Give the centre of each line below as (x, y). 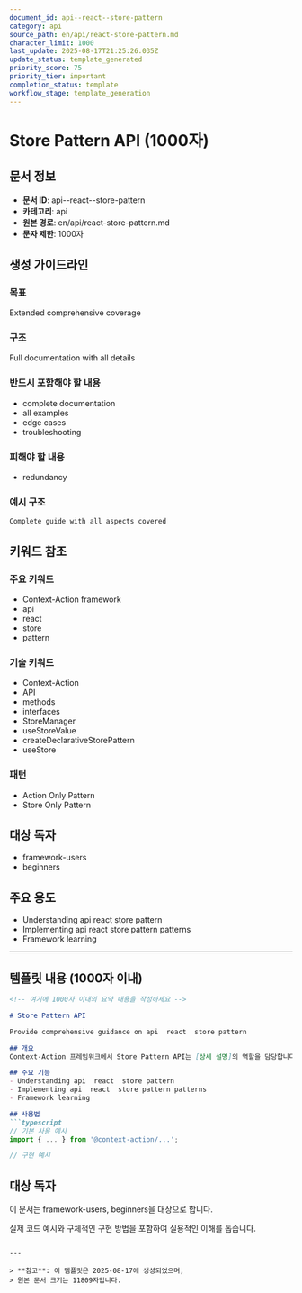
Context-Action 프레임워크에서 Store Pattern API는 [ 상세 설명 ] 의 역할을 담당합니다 (152, 1056)
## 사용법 (25, 1114)
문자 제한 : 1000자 (53, 233)
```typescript (36, 1123)
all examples (45, 413)
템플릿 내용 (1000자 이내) (76, 978)
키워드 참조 (38, 551)
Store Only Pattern (57, 805)
